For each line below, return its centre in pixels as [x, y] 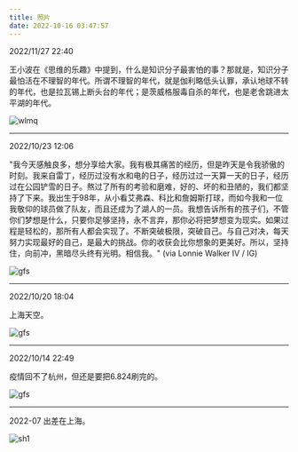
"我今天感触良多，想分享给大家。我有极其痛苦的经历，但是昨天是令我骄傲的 [147, 164]
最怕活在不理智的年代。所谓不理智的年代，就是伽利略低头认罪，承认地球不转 [149, 80]
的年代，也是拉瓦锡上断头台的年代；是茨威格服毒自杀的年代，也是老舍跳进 [145, 91]
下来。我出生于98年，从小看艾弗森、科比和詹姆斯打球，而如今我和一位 [154, 197]
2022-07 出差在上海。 [50, 420]
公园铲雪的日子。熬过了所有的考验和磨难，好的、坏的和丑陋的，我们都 [153, 186]
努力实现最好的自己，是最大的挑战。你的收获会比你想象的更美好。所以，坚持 [149, 242]
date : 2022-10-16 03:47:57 [59, 26]
